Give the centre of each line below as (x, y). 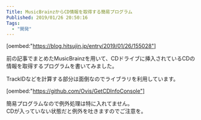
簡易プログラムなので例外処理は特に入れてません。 (70, 104)
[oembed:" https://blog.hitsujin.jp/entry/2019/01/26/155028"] (81, 46)
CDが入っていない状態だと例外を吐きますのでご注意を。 (76, 111)
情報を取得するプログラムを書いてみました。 (62, 66)
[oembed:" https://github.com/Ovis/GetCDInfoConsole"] (76, 91)
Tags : (13, 23)
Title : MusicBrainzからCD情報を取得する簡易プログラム (70, 12)
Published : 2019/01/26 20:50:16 (47, 18)
